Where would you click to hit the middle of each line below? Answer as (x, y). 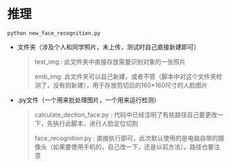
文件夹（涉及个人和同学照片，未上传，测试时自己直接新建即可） (108, 47)
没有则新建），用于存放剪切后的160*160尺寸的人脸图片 (130, 85)
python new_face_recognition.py (54, 33)
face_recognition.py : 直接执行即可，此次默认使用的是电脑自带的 (126, 138)
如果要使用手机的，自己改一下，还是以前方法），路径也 (130, 147)
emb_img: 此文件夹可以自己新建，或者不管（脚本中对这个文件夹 (125, 76)
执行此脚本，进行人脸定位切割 (96, 123)
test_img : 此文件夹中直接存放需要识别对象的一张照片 (110, 61)
